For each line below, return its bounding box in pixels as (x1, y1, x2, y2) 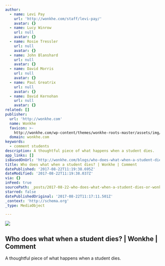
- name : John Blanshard (9, 52, 58, 58)
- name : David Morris (9, 67, 54, 72)
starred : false (5, 189, 36, 194)
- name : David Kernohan (9, 94, 58, 98)
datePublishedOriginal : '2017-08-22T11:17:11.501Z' (5, 194, 113, 199)
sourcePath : (5, 185, 29, 190)
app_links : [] (5, 153, 34, 158)
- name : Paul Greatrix (9, 80, 56, 85)
